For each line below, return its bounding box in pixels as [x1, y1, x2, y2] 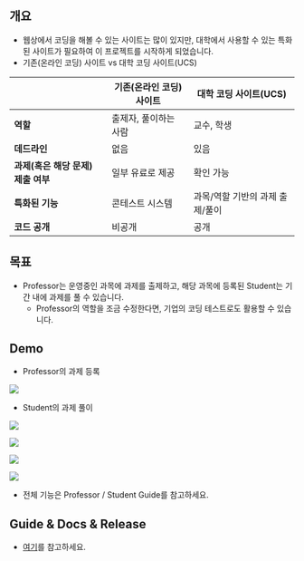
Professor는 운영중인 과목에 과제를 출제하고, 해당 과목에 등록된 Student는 [22, 280, 283, 291]
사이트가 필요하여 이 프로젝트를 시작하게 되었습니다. [32, 45, 214, 56]
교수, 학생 [193, 119, 233, 131]
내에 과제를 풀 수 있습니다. [32, 291, 125, 302]
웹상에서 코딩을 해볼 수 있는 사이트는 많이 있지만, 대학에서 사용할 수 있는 [22, 34, 276, 45]
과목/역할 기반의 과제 [193, 189, 278, 202]
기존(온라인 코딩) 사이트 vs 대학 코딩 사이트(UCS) [22, 57, 197, 68]
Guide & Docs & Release [9, 516, 147, 532]
